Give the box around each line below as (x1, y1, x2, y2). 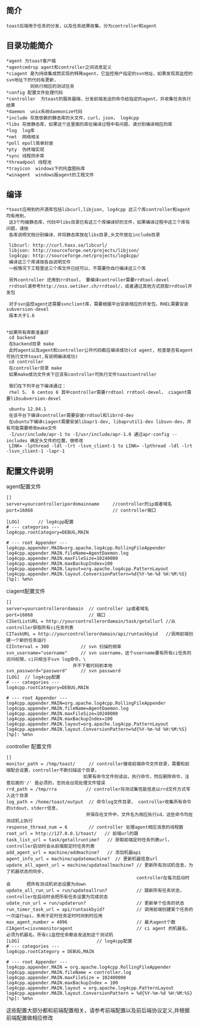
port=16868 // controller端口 (6, 508, 156, 513)
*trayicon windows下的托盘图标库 (6, 166, 86, 172)
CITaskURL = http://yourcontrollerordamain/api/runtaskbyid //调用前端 (6, 631, 189, 637)
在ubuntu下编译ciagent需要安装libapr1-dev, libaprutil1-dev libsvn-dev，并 (8, 419, 192, 425)
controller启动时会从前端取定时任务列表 (6, 844, 95, 849)
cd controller (8, 359, 44, 365)
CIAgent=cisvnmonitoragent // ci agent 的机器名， (6, 926, 191, 932)
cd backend (8, 335, 36, 341)
